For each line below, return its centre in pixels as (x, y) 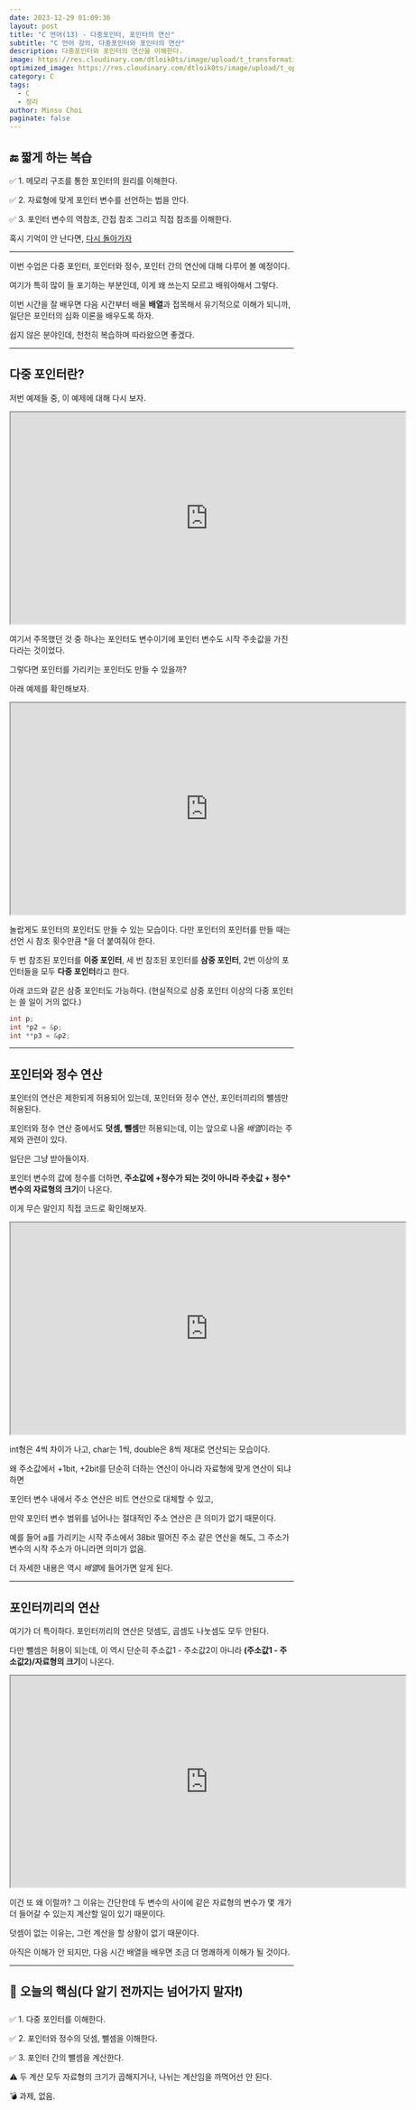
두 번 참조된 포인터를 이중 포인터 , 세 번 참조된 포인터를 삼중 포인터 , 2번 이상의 (144, 960)
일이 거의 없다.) (55, 1001)
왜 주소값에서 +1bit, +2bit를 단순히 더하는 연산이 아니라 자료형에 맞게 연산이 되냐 (150, 1469)
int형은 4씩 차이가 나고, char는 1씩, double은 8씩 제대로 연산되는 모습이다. (140, 1449)
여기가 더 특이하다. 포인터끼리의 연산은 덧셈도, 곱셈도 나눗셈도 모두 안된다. (139, 1631)
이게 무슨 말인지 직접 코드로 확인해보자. (78, 1208)
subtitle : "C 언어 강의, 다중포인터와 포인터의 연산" (97, 43)
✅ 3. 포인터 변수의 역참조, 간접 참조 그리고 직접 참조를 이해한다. (120, 218)
